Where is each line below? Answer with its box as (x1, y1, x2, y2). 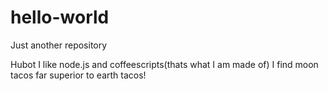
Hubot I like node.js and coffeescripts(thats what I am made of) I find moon (10, 58, 319, 70)
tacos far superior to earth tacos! (10, 69, 147, 81)
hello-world (10, 6, 110, 29)
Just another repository (10, 39, 108, 51)
